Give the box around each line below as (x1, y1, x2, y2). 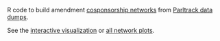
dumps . (7, 13, 29, 21)
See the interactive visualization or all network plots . (7, 27, 155, 34)
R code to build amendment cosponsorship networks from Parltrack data (7, 6, 213, 14)
